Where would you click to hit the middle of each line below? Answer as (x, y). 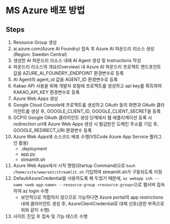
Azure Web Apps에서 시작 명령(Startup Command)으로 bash (74, 165)
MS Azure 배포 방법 (45, 10)
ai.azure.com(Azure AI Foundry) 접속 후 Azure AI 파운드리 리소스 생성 (84, 49)
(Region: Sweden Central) (40, 54)
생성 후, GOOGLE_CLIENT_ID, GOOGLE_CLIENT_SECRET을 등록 (96, 111)
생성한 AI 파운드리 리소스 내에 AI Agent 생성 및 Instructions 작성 (77, 60)
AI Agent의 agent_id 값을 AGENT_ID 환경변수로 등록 (65, 79)
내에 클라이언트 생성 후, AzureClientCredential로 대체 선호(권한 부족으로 (92, 203)
